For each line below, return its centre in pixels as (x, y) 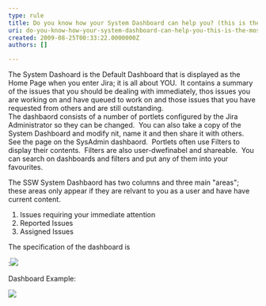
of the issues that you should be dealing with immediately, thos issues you (129, 91)
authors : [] (28, 45)
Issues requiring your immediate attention (87, 215)
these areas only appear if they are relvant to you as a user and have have (129, 191)
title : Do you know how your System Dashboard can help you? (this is (127, 23)
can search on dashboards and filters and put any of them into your (118, 159)
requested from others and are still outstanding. (86, 109)
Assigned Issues (46, 231)
